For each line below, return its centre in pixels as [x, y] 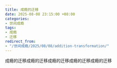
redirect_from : [20, 42]
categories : [17, 19]
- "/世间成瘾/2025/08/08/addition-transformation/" [57, 46]
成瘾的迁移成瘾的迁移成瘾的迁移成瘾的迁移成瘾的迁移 [58, 60]
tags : [10, 28]
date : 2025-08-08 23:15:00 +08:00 [40, 14]
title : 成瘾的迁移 [22, 10]
